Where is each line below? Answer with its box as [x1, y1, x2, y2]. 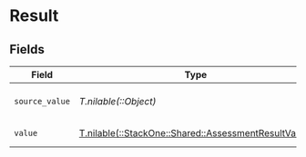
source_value [14, 96, 71, 106]
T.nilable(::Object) [78, 95, 157, 107]
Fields [9, 42, 46, 57]
